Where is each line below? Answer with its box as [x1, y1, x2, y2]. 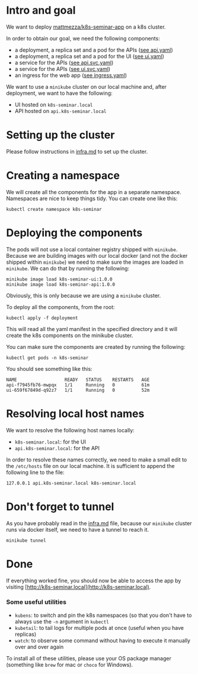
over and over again [14, 643, 64, 650]
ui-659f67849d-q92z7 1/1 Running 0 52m [6, 387, 150, 393]
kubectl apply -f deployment [6, 315, 78, 321]
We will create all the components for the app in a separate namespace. [6, 188, 182, 195]
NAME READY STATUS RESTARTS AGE [6, 376, 150, 383]
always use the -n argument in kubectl [14, 617, 110, 625]
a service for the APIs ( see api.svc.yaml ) [14, 59, 114, 66]
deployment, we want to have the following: [6, 89, 113, 96]
